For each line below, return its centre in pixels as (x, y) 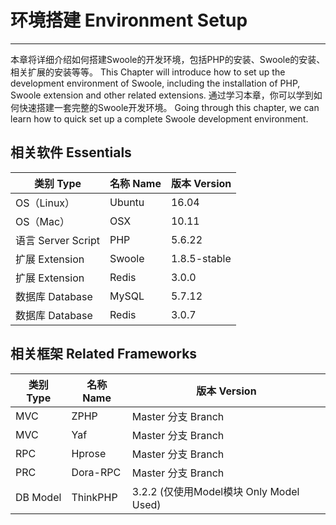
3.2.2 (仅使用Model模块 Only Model (215, 491)
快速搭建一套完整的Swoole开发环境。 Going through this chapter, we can (169, 107)
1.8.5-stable (201, 258)
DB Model (38, 497)
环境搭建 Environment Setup (129, 20)
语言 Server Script (57, 240)
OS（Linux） (45, 203)
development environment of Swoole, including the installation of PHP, (155, 83)
